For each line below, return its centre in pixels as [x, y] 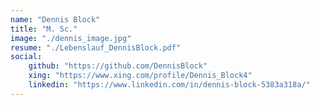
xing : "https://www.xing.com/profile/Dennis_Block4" [140, 76]
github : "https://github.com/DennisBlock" [118, 66]
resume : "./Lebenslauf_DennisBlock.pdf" [96, 47]
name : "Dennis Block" [55, 19]
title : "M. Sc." [44, 29]
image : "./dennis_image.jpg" [71, 38]
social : [26, 57]
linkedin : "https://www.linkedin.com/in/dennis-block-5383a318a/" [169, 85]
